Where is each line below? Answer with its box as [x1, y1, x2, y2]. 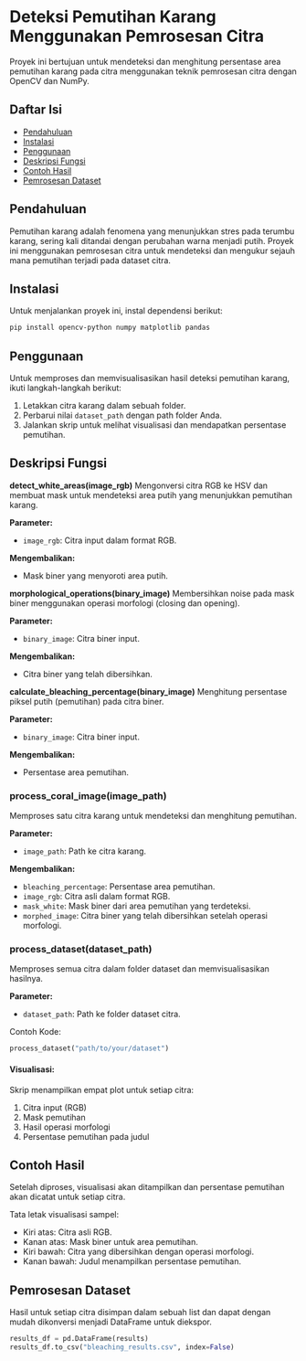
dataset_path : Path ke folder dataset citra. [22, 1008, 181, 1020]
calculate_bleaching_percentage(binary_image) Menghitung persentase [9, 686, 288, 696]
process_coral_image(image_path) [9, 789, 167, 802]
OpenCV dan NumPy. [9, 75, 90, 86]
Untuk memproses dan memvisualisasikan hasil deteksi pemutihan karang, [9, 373, 290, 384]
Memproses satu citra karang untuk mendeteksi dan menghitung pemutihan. [9, 811, 297, 822]
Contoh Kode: [9, 1026, 61, 1037]
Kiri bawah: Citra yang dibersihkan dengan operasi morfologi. [22, 1246, 254, 1258]
